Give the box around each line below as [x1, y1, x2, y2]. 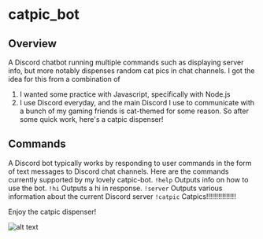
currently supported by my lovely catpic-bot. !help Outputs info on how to [8, 175, 249, 184]
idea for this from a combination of [8, 75, 120, 83]
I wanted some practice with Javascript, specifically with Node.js [19, 90, 231, 99]
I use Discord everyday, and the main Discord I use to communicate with [19, 98, 254, 107]
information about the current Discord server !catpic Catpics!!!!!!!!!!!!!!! [8, 191, 236, 201]
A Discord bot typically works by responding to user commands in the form [8, 158, 252, 167]
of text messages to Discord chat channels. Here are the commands [8, 167, 229, 176]
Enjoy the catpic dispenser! [8, 207, 97, 216]
